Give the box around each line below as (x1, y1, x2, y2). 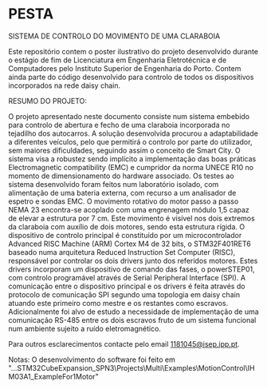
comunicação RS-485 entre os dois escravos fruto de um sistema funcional (8, 315, 257, 324)
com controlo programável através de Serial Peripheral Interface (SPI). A (8, 272, 245, 282)
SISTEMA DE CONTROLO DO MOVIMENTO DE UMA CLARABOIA (8, 31, 221, 41)
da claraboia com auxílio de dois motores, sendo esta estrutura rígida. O (8, 221, 245, 232)
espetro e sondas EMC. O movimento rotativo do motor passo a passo (8, 196, 239, 206)
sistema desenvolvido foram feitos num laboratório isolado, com (8, 179, 219, 189)
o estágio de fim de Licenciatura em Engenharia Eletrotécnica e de (8, 55, 227, 65)
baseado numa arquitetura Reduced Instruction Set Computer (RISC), (8, 247, 236, 256)
